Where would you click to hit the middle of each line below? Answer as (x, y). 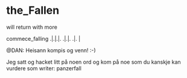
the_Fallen (33, 10)
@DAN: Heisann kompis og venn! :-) (51, 50)
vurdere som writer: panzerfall (44, 68)
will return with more (32, 27)
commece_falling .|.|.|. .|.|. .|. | (43, 38)
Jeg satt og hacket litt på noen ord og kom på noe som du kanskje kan (93, 62)
